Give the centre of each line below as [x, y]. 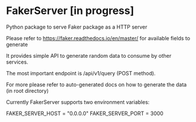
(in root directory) [27, 90]
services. [17, 62]
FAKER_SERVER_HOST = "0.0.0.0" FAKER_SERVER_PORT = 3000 [85, 113]
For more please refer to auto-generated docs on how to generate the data [96, 84]
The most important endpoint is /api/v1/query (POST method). [81, 73]
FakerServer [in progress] [70, 11]
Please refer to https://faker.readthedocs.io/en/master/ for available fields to [98, 38]
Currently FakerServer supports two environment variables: [78, 102]
